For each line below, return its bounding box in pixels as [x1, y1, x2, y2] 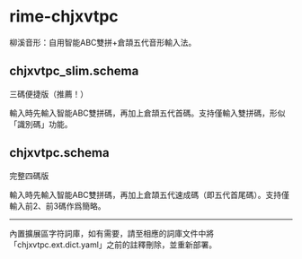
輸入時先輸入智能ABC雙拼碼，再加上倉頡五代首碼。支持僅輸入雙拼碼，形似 [9, 108, 286, 118]
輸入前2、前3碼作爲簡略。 [9, 200, 106, 212]
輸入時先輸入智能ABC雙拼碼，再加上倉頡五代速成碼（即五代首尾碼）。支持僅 [9, 189, 290, 200]
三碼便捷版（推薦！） [9, 88, 88, 99]
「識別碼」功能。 [9, 118, 73, 129]
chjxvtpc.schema [9, 145, 110, 160]
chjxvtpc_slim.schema [9, 64, 139, 79]
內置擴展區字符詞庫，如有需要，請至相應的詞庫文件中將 [9, 228, 214, 238]
